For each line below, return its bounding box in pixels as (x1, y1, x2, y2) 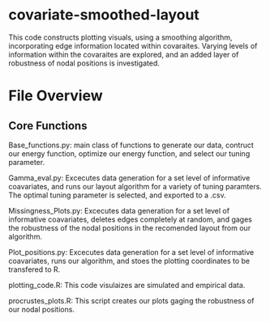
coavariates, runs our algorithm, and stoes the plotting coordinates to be (8, 256, 251, 265)
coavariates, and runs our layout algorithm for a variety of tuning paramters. (8, 181, 262, 191)
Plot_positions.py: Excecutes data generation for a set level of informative (8, 247, 255, 256)
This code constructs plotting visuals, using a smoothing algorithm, (8, 32, 233, 42)
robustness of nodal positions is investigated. (8, 58, 161, 68)
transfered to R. (8, 265, 61, 274)
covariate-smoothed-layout (8, 6, 200, 24)
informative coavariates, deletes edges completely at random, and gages (8, 214, 253, 224)
